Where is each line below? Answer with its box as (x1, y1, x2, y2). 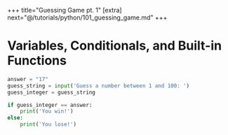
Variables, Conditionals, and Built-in (7, 38, 222, 54)
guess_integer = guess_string (7, 89, 96, 96)
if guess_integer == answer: (7, 101, 93, 108)
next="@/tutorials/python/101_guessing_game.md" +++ (7, 13, 168, 22)
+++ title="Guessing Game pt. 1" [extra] (7, 6, 122, 14)
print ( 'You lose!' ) (20, 121, 77, 128)
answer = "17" (7, 76, 49, 83)
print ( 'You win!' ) (20, 108, 74, 115)
